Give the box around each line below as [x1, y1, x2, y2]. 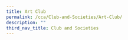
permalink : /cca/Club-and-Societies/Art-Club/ [6, 14, 123, 20]
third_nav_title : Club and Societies [6, 25, 99, 31]
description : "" [6, 19, 46, 25]
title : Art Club [6, 8, 46, 15]
